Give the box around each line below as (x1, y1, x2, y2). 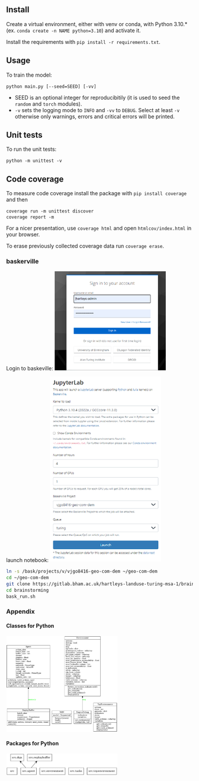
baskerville (6, 258, 39, 266)
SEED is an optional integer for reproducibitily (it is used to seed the (14, 94, 180, 101)
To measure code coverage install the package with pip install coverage (6, 190, 187, 197)
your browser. (6, 231, 40, 238)
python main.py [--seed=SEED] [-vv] (6, 83, 97, 90)
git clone (6, 581, 31, 587)
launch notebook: (6, 556, 49, 563)
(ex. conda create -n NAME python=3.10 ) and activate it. (6, 27, 141, 34)
